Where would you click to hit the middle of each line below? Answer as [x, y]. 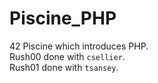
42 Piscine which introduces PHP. [79, 46]
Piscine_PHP [63, 18]
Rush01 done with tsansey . [64, 67]
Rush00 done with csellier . [67, 56]
